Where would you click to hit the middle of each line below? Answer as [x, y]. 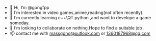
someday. [20, 23]
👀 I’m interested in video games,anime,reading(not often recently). [77, 13]
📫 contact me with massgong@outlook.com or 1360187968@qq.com [80, 33]
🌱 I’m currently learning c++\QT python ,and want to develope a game [80, 18]
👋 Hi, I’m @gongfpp [29, 7]
